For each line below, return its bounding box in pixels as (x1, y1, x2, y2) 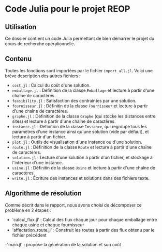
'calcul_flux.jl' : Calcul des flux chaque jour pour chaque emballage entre (12, 217, 157, 222)
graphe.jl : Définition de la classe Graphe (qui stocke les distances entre (12, 113, 156, 119)
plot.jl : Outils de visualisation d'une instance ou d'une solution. (12, 139, 143, 145)
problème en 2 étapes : (5, 207, 52, 213)
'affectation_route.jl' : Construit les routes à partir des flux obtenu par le (12, 227, 155, 233)
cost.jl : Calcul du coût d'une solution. (12, 82, 91, 88)
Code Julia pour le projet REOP (5, 3, 131, 15)
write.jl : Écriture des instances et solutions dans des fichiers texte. (12, 175, 150, 181)
